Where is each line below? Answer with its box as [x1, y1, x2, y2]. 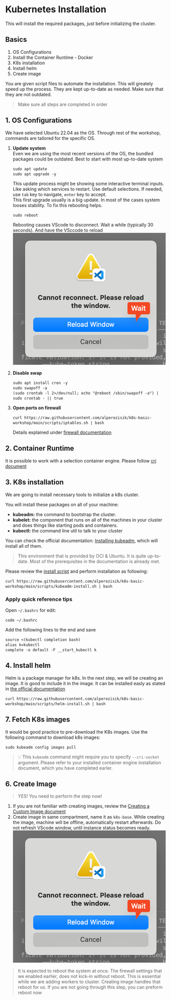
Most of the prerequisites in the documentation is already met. [30, 558, 160, 564]
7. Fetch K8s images [5, 715, 70, 724]
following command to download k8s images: [5, 734, 101, 740]
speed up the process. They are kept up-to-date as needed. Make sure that [5, 86, 164, 92]
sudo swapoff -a [12, 385, 47, 390]
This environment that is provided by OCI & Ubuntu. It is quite [17, 553, 147, 559]
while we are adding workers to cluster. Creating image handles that [17, 979, 161, 985]
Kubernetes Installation [5, 4, 107, 15]
